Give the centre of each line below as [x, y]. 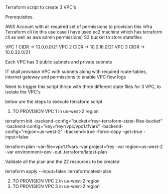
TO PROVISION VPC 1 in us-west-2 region [56, 111]
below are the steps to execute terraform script [54, 101]
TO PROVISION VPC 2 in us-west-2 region [56, 181]
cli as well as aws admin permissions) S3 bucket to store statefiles [73, 37]
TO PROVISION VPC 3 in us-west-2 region [56, 186]
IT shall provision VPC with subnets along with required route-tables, [76, 71]
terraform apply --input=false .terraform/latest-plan [58, 171]
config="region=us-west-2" [34, 131]
